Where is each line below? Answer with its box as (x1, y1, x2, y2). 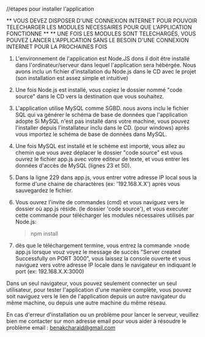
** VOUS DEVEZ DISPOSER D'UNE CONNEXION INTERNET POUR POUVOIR (6, 17, 198, 24)
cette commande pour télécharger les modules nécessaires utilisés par (15, 212, 195, 219)
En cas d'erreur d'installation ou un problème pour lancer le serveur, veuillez (6, 311, 199, 318)
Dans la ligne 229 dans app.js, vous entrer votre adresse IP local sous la (15, 174, 197, 181)
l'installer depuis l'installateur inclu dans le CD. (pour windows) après (15, 124, 190, 131)
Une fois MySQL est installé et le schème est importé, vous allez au (15, 143, 185, 149)
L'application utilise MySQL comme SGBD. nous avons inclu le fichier (15, 105, 189, 112)
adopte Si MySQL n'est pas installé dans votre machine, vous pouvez (15, 117, 190, 125)
